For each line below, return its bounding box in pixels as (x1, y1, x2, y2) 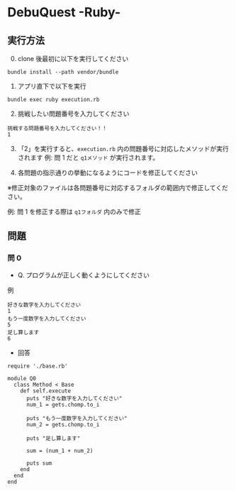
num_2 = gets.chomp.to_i (26, 421, 100, 428)
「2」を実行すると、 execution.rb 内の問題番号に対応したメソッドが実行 (17, 145, 229, 153)
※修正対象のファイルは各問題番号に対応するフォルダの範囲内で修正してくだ (7, 184, 229, 192)
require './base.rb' (7, 363, 69, 370)
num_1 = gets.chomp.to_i (26, 401, 100, 408)
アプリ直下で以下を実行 (17, 82, 86, 90)
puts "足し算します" (26, 434, 81, 442)
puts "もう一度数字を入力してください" (26, 414, 128, 422)
